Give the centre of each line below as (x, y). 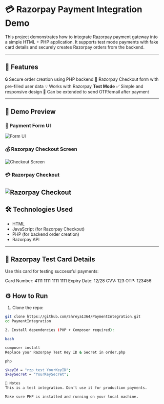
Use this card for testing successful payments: (52, 271)
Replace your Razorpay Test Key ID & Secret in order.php (65, 352)
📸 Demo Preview (31, 112)
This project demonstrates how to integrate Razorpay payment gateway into (81, 37)
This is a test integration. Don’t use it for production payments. (76, 388)
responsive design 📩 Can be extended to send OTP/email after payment (77, 91)
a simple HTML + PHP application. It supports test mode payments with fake (82, 42)
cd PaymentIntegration (28, 321)
